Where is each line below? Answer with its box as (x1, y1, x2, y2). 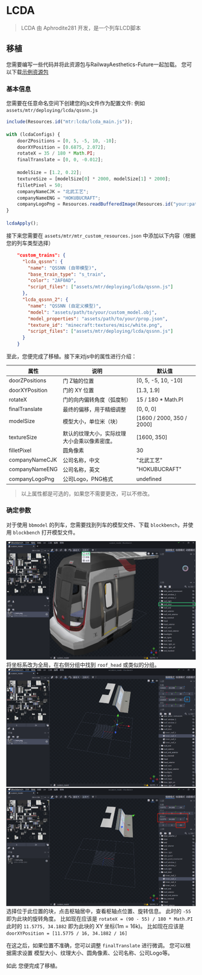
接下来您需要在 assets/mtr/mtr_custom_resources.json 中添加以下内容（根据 (6, 232, 196, 239)
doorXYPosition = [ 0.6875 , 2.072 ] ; (17, 144, 106, 150)
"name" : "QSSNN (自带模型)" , (28, 265, 97, 271)
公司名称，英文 (63, 466, 100, 473)
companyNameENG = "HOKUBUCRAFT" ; (17, 195, 101, 201)
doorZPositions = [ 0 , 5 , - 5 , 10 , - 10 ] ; (17, 138, 117, 144)
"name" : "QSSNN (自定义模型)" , (28, 303, 102, 309)
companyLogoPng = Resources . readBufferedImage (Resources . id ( (17, 201, 173, 208)
